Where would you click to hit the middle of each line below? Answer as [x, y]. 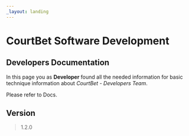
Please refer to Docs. [32, 95]
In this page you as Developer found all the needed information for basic [94, 77]
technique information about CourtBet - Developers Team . [77, 83]
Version [21, 113]
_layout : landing [27, 12]
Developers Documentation [58, 63]
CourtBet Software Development [88, 41]
